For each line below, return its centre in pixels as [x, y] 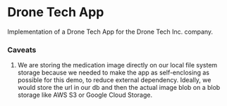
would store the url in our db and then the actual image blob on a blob [119, 88]
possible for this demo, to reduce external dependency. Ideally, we [114, 80]
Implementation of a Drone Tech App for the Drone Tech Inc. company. [110, 32]
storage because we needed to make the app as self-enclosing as [114, 73]
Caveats [22, 50]
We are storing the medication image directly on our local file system [117, 65]
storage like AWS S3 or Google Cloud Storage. [85, 95]
